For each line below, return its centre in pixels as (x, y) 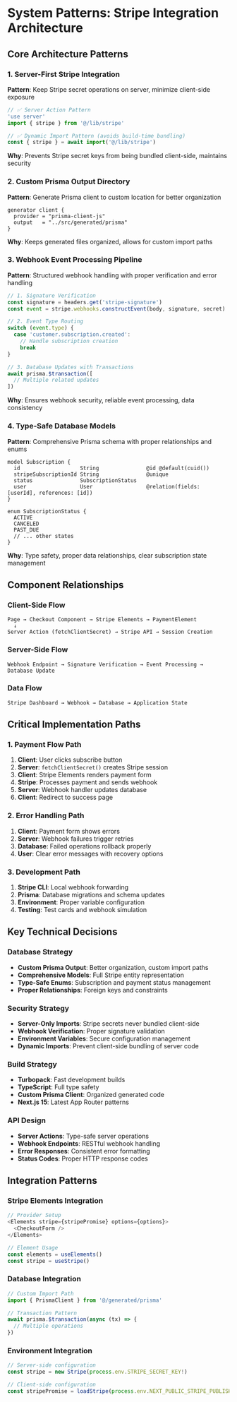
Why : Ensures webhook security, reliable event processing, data (101, 400)
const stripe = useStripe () (49, 1261)
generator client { (36, 210)
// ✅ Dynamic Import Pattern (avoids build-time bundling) (96, 136)
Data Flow (25, 688)
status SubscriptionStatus (75, 480)
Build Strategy (32, 1064)
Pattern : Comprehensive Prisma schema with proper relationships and (110, 441)
